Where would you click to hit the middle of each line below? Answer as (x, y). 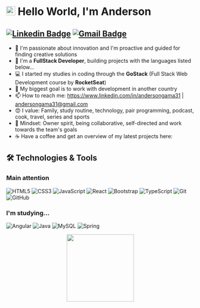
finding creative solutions (46, 54)
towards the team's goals (46, 129)
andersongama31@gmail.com (51, 104)
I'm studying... (28, 213)
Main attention (28, 178)
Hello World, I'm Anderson (84, 12)
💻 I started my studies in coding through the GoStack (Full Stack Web (101, 74)
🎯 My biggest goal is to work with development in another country (96, 89)
